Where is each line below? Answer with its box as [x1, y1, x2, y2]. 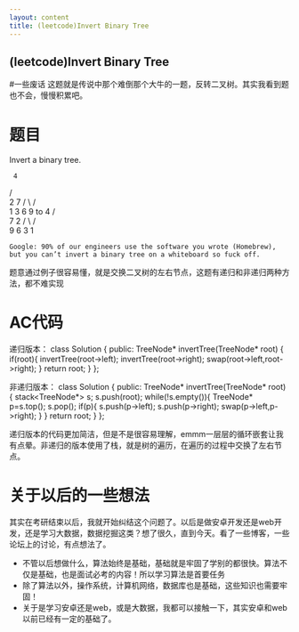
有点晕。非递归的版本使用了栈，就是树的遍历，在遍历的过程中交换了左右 [9, 440, 274, 450]
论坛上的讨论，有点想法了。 [9, 539, 111, 550]
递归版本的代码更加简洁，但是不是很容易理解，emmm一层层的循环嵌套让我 [9, 429, 284, 440]
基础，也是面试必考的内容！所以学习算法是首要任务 [37, 569, 225, 579]
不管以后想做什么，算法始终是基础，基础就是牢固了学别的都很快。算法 [21, 558, 280, 569]
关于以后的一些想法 [9, 486, 150, 506]
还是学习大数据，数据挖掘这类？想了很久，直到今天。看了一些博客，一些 [24, 528, 290, 539]
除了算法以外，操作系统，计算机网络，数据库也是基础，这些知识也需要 [21, 580, 280, 591]
